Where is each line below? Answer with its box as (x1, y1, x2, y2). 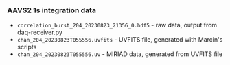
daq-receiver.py (16, 28, 63, 36)
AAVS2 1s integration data (7, 5, 96, 15)
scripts (16, 43, 37, 51)
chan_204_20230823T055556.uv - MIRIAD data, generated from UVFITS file (16, 50, 223, 58)
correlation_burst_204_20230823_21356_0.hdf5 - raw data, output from (16, 21, 218, 29)
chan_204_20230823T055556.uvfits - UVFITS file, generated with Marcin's (16, 36, 223, 44)
